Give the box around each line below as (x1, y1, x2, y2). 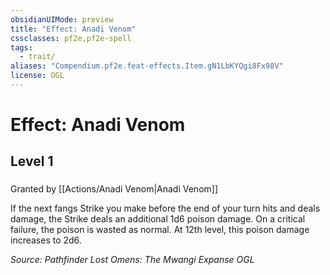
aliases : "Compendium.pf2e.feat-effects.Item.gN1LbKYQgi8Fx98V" (10, 61, 284, 71)
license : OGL (10, 71, 65, 81)
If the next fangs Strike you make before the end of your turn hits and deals (10, 202, 321, 215)
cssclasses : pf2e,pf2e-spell (10, 33, 132, 43)
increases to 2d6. (10, 234, 82, 246)
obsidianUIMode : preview (10, 14, 114, 25)
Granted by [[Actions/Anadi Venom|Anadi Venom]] (10, 183, 219, 195)
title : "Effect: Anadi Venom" (10, 24, 137, 34)
